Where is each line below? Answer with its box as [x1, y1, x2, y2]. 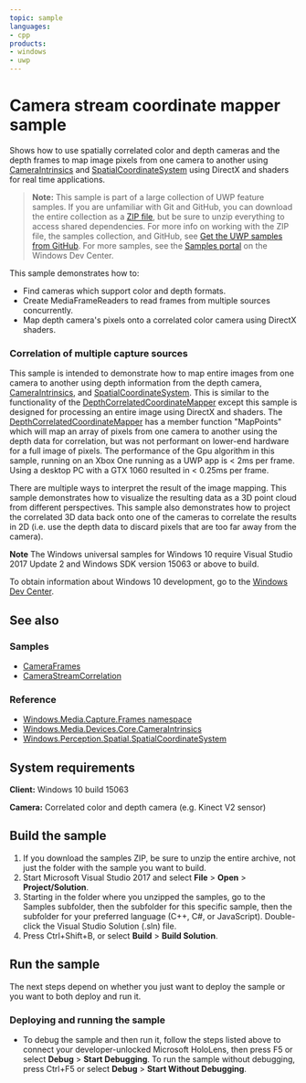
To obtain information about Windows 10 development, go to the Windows [9, 577, 288, 588]
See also [9, 612, 59, 628]
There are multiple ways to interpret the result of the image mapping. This [9, 483, 288, 494]
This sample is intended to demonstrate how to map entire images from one [9, 367, 295, 379]
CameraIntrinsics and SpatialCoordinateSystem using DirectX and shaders [9, 164, 290, 175]
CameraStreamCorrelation [22, 670, 121, 681]
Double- [264, 910, 296, 921]
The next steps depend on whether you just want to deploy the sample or [9, 981, 286, 992]
